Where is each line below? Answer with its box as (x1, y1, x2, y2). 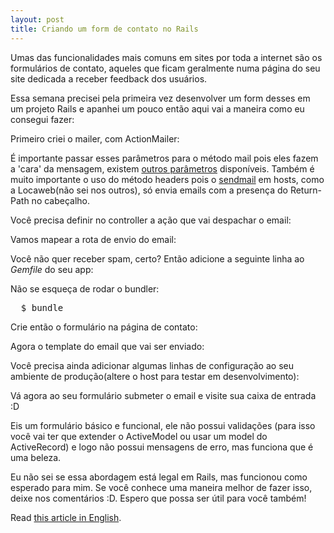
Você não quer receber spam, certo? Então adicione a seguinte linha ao (10, 252, 305, 265)
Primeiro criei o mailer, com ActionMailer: (10, 132, 180, 145)
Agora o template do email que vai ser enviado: (10, 340, 205, 352)
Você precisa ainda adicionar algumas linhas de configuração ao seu (10, 359, 294, 371)
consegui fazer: (10, 113, 75, 125)
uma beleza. (10, 451, 62, 463)
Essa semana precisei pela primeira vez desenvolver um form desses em (10, 92, 311, 104)
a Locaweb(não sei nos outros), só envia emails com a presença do (10, 184, 288, 196)
